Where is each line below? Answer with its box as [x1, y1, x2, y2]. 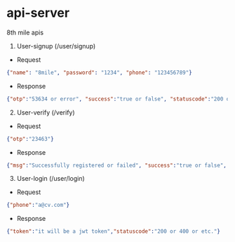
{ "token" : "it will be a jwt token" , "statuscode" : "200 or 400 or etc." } [6, 228, 220, 235]
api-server [6, 5, 70, 21]
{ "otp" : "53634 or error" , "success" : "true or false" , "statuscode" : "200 [6, 95, 224, 103]
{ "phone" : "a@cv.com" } [6, 202, 70, 209]
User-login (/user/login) [16, 174, 85, 183]
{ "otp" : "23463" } [6, 135, 54, 142]
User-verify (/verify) [16, 108, 75, 117]
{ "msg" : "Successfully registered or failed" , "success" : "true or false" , [6, 162, 227, 169]
